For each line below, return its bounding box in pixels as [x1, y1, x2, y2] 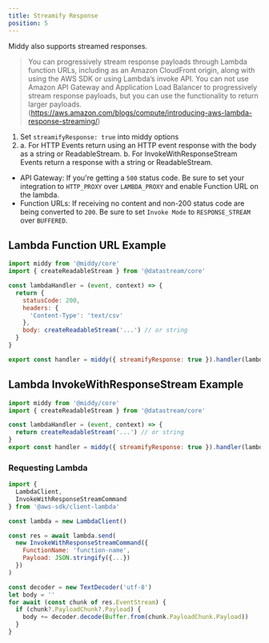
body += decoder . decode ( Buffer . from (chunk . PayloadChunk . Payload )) [22, 613, 249, 621]
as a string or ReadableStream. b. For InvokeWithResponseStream [19, 149, 238, 159]
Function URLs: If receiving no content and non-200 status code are [19, 198, 245, 208]
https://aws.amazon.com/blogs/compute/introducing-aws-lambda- [30, 107, 252, 117]
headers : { [22, 303, 59, 312]
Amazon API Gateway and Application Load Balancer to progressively [27, 82, 258, 92]
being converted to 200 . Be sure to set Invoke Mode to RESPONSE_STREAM [19, 207, 251, 216]
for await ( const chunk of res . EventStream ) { [8, 598, 167, 606]
